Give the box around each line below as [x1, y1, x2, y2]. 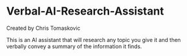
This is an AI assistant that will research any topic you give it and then [6, 36, 181, 43]
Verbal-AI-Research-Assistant [6, 4, 164, 18]
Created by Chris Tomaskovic [6, 24, 80, 32]
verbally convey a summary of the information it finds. [6, 43, 142, 50]
